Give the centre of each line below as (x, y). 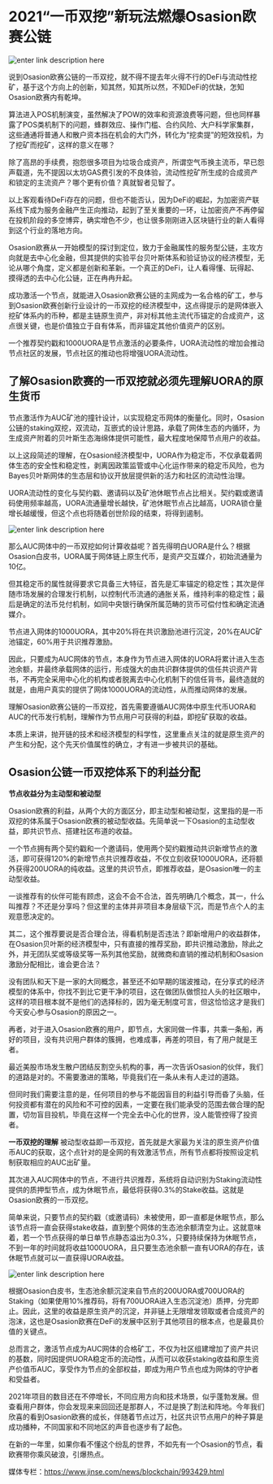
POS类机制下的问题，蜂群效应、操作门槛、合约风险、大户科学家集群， (140, 124)
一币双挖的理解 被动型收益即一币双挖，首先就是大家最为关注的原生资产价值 (134, 1142)
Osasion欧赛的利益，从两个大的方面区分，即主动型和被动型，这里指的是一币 (136, 810)
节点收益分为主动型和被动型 (55, 793)
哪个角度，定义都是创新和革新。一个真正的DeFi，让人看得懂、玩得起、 (140, 267)
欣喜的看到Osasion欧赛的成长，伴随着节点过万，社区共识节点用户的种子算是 (136, 1417)
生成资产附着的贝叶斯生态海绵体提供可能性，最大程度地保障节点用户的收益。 (136, 438)
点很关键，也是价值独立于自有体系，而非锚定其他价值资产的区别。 (119, 325)
